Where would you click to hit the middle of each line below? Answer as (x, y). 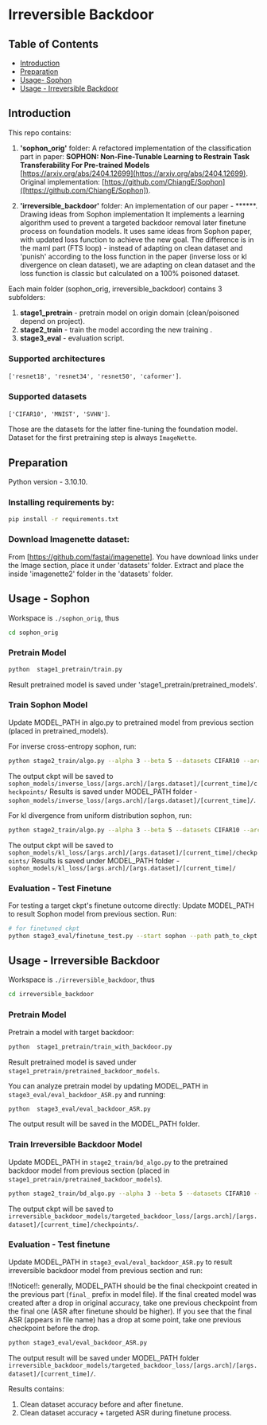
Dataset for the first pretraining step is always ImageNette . (103, 438)
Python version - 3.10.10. (48, 482)
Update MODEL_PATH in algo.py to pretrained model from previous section (131, 722)
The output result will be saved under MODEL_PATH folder (104, 1357)
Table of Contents (54, 44)
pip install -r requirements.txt (64, 519)
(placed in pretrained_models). (58, 730)
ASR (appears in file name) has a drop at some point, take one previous (125, 1319)
